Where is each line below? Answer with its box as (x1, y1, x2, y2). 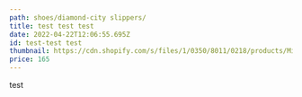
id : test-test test (9, 38, 83, 48)
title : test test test (9, 22, 94, 31)
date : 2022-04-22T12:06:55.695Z (9, 30, 130, 39)
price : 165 (9, 55, 50, 64)
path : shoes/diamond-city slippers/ (9, 13, 147, 22)
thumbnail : (9, 47, 50, 56)
